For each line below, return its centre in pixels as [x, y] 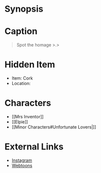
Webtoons [22, 165]
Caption [21, 32]
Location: [21, 84]
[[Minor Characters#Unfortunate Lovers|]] [54, 127]
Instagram [22, 160]
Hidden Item [30, 65]
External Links [34, 147]
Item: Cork [22, 78]
